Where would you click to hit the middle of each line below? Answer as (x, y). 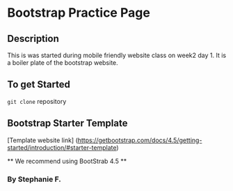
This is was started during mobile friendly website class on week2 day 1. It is (117, 55)
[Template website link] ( (42, 140)
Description (33, 39)
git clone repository (37, 101)
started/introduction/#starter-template (62, 147)
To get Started (39, 85)
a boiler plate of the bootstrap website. (63, 63)
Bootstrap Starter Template (67, 123)
